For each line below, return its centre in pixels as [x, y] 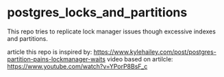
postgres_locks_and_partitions [97, 13]
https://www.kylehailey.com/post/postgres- [155, 52]
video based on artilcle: [140, 59]
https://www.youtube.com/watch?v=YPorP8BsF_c [77, 66]
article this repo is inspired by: [50, 52]
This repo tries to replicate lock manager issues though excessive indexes [111, 31]
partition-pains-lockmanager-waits [57, 59]
